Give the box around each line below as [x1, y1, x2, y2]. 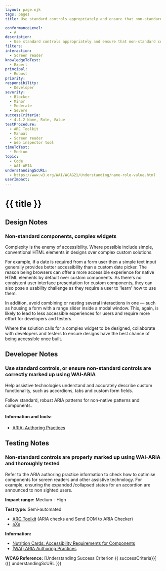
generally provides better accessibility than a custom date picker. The [5, 264, 147, 270]
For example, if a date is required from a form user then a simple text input [5, 259, 157, 264]
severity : [5, 89, 26, 94]
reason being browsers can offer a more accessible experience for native [5, 269, 155, 275]
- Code [9, 159, 23, 164]
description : [5, 35, 32, 40]
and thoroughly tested [5, 460, 60, 467]
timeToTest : [5, 145, 30, 150]
